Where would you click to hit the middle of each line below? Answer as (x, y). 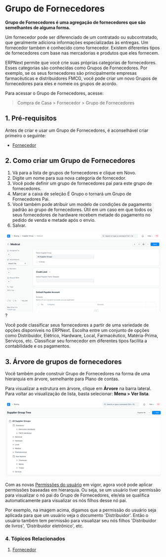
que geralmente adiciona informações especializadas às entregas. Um (77, 42)
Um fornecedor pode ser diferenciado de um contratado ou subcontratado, (82, 37)
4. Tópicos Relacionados (35, 539)
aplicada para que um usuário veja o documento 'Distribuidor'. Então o (77, 515)
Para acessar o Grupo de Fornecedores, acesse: (54, 93)
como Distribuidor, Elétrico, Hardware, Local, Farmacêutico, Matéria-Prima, (82, 336)
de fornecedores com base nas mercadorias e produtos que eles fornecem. (82, 53)
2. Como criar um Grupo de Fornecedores (70, 161)
